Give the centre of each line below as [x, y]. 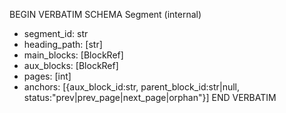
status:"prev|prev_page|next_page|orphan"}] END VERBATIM [150, 97]
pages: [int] [47, 76]
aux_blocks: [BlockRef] [71, 65]
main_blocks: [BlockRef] [73, 55]
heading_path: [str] [63, 44]
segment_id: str [56, 33]
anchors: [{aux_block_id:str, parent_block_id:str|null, [132, 87]
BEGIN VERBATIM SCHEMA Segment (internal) [105, 14]
